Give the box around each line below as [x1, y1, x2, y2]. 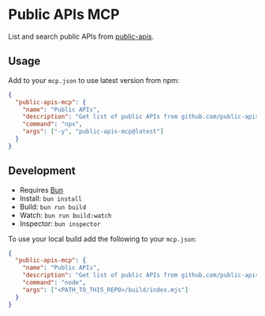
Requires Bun [19, 185, 64, 194]
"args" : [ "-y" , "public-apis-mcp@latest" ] [22, 128, 164, 136]
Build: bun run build [19, 201, 87, 211]
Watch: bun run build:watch [19, 210, 112, 220]
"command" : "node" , [22, 279, 87, 287]
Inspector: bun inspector [19, 219, 101, 228]
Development [8, 164, 77, 178]
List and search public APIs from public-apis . [8, 32, 155, 41]
